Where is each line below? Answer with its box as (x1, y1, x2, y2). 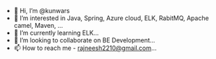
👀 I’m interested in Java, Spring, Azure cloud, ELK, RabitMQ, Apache (13, 14, 210, 22)
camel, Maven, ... (13, 22, 63, 29)
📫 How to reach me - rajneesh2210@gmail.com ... (13, 44, 157, 52)
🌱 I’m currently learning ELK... (13, 28, 99, 37)
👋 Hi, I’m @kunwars (13, 7, 70, 15)
